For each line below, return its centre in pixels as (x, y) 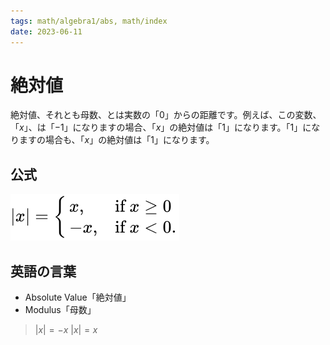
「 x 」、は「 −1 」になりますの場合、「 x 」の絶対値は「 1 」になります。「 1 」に (161, 127)
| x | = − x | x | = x (66, 330)
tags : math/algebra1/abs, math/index (89, 21)
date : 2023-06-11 (46, 31)
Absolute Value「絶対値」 (78, 297)
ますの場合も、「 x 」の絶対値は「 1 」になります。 (116, 140)
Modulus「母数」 (60, 310)
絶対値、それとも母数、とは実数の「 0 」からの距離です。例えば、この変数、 (166, 115)
